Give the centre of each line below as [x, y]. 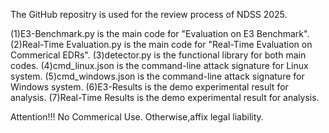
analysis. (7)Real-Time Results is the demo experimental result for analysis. [165, 97]
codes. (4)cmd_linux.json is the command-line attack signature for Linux [159, 65]
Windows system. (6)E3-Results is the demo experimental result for [149, 87]
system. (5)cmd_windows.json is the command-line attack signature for [157, 76]
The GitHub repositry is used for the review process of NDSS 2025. [149, 14]
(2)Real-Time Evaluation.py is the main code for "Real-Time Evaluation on [161, 44]
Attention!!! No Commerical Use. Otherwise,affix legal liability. [137, 117]
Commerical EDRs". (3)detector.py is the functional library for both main [158, 55]
